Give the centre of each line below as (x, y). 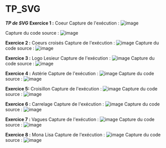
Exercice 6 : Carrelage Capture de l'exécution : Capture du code (82, 104)
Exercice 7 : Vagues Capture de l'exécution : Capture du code (80, 119)
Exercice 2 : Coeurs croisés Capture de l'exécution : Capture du (82, 43)
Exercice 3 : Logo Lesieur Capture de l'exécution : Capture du (80, 58)
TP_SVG (23, 9)
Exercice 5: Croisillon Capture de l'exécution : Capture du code (81, 89)
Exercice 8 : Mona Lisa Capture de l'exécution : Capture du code (83, 134)
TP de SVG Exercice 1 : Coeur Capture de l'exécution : (62, 23)
